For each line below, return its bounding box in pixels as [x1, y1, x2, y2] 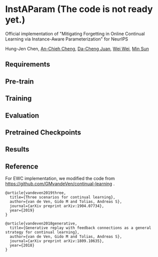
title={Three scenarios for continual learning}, [10, 195, 115, 200]
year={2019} [10, 208, 35, 213]
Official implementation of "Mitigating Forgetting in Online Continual [5, 30, 145, 36]
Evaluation [5, 111, 39, 119]
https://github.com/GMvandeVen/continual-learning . [5, 181, 115, 187]
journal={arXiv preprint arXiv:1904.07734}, [10, 203, 104, 208]
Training [5, 94, 32, 103]
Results [5, 145, 30, 153]
